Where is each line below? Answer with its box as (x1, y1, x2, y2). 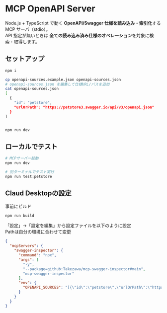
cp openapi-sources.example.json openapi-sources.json (5, 77, 121, 82)
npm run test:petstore (5, 174, 52, 179)
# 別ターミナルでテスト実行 (5, 169, 55, 174)
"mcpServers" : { (9, 243, 43, 248)
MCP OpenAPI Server (5, 3, 95, 14)
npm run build (5, 213, 35, 218)
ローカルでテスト (5, 142, 58, 151)
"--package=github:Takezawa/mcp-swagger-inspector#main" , (23, 266, 146, 271)
